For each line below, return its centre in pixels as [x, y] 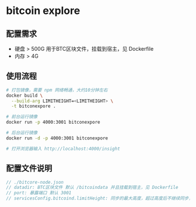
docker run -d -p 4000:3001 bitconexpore [57, 138]
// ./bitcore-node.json [35, 182]
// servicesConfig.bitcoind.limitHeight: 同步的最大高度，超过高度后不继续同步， [100, 199]
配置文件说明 [29, 168]
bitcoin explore [43, 11]
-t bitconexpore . [34, 106]
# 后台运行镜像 [22, 133]
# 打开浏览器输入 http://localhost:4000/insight [63, 149]
